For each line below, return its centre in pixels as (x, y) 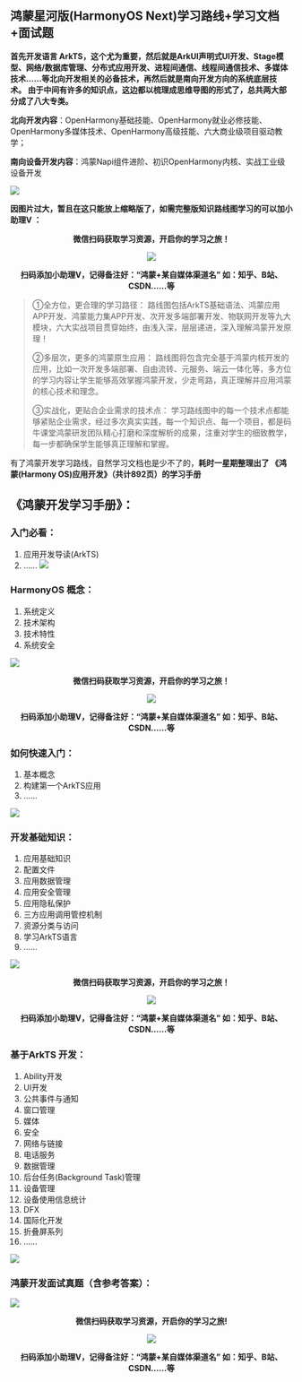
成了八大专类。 (45, 100)
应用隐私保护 (47, 903)
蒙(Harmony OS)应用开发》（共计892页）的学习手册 (106, 474)
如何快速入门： (43, 753)
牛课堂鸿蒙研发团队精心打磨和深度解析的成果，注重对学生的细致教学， (162, 432)
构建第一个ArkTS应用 (62, 786)
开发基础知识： (43, 838)
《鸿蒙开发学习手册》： (72, 505)
